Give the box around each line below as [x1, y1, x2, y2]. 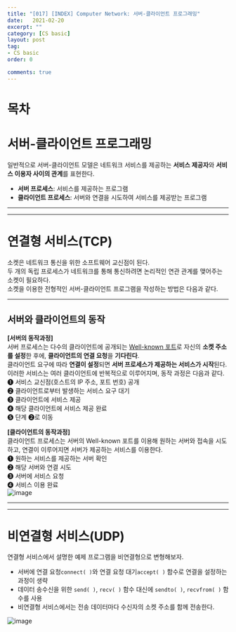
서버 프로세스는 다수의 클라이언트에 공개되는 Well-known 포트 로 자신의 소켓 [7, 342, 214, 351]
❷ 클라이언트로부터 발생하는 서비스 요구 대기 [7, 386, 130, 394]
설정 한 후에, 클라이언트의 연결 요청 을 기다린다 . [14, 351, 140, 359]
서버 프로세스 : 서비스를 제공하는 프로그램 [17, 184, 129, 193]
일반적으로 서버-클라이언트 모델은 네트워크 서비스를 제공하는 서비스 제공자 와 [7, 160, 215, 169]
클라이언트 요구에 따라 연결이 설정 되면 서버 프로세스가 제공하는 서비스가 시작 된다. [7, 360, 228, 368]
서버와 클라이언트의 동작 [7, 314, 105, 325]
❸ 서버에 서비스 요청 [7, 472, 65, 480]
